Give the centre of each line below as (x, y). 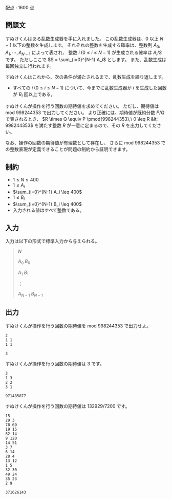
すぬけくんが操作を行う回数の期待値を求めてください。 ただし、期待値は (82, 106)
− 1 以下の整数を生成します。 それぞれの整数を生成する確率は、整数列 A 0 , (83, 45)
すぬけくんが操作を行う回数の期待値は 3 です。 (55, 363)
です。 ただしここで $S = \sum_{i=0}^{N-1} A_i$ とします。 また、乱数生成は (86, 60)
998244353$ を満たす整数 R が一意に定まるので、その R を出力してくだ (81, 125)
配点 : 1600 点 (20, 7)
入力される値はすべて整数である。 (48, 210)
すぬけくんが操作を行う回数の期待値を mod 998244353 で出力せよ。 (78, 326)
